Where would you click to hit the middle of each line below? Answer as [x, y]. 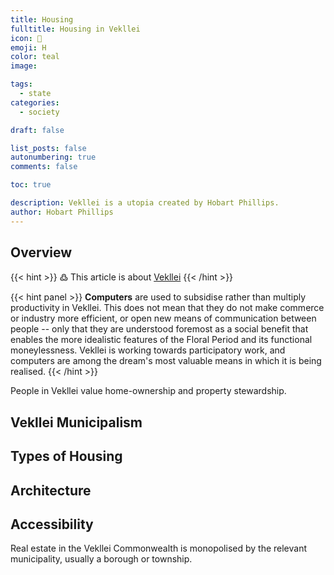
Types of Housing [66, 456]
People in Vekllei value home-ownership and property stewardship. [148, 391]
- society [39, 112]
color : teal [35, 57]
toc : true [31, 185]
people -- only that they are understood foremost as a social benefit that [159, 329]
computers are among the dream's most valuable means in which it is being [166, 361]
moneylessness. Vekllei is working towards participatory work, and [148, 350]
